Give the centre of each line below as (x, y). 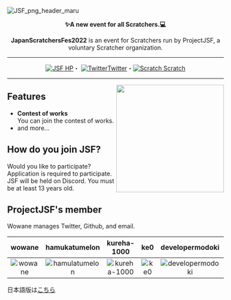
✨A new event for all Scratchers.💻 (115, 24)
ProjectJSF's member (54, 210)
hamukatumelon (73, 248)
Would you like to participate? (49, 166)
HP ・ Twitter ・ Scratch (125, 68)
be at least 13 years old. (41, 188)
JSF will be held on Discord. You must (61, 181)
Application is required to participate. (59, 173)
